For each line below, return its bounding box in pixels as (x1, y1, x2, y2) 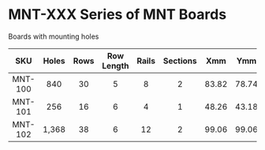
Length (102, 60, 129, 71)
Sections (162, 55, 197, 66)
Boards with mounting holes (8, 32, 99, 41)
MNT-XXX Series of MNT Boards (8, 6, 227, 24)
